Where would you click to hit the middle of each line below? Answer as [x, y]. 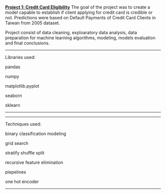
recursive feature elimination [34, 162]
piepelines [16, 172]
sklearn [13, 105]
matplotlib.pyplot [22, 86]
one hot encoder [22, 182]
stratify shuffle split [25, 153]
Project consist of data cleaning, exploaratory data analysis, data [71, 32]
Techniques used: [23, 124]
